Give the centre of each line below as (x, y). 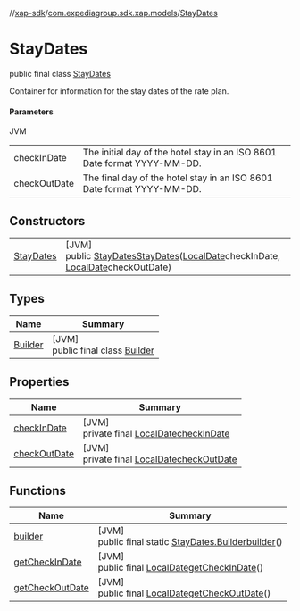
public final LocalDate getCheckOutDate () (184, 593)
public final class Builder (103, 350)
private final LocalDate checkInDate (156, 433)
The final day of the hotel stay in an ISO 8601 (178, 178)
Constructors (47, 221)
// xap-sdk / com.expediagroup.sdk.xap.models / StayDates (114, 13)
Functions (38, 490)
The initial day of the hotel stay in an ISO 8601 (179, 153)
